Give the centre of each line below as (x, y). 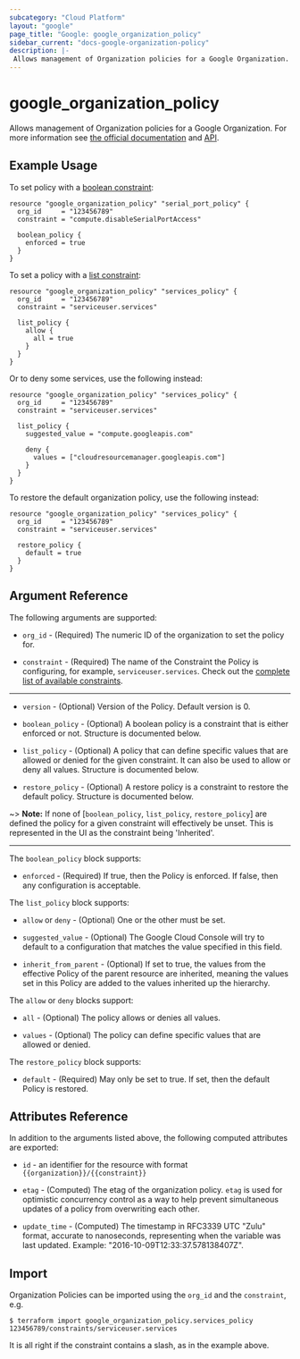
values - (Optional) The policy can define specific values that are (142, 1034)
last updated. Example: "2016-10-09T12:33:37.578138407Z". (133, 1245)
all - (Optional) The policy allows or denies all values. (121, 1017)
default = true (54, 553)
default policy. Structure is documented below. (108, 796)
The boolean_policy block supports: (75, 858)
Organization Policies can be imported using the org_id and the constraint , (148, 1295)
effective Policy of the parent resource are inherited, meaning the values (155, 973)
